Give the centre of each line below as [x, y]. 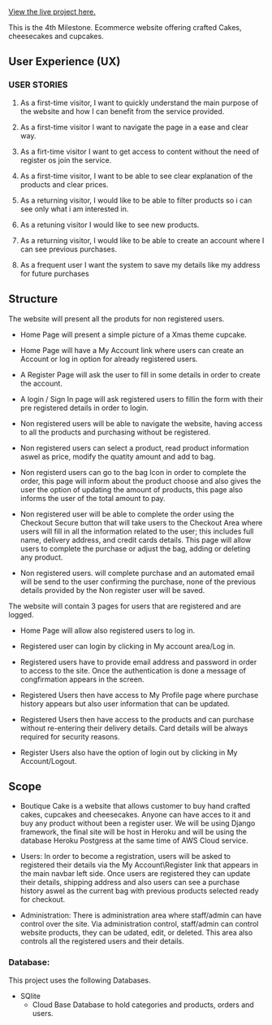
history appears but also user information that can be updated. [125, 704]
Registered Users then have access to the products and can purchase [137, 719]
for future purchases [54, 273]
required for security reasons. [70, 736]
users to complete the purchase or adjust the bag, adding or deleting [135, 548]
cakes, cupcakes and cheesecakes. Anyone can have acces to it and [135, 815]
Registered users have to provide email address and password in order [138, 661]
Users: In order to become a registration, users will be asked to [125, 857]
